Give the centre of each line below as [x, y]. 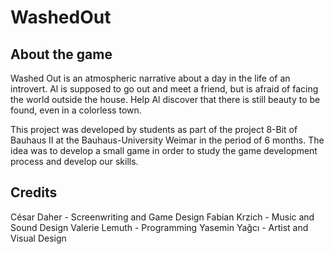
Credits [34, 192]
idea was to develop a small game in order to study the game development [164, 150]
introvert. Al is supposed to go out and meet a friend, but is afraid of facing [164, 89]
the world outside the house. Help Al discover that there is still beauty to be [165, 99]
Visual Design [38, 238]
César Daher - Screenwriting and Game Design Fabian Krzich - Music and [162, 217]
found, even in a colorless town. [76, 110]
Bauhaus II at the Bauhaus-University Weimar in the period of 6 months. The [167, 140]
